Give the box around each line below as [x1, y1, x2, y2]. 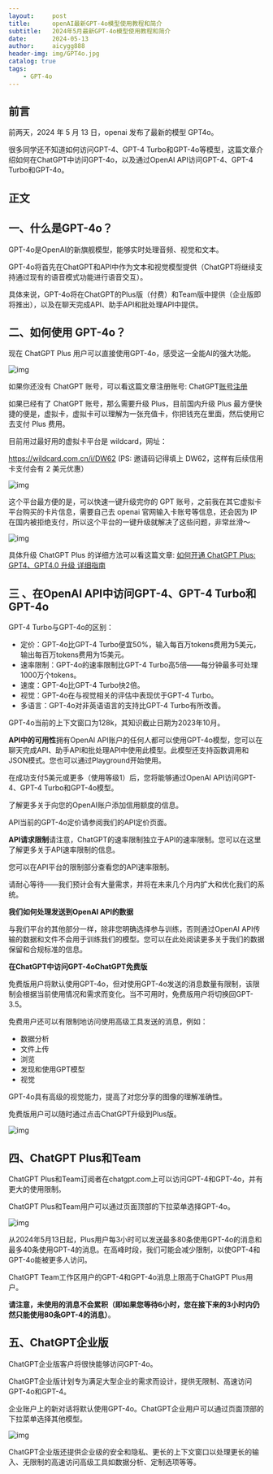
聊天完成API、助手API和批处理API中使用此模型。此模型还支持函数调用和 [8, 746, 249, 755]
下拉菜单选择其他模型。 [8, 1414, 87, 1424]
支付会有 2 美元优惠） [15, 464, 89, 474]
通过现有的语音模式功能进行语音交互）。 [15, 272, 148, 281]
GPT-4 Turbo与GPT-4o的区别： [8, 623, 114, 633]
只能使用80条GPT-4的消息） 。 [15, 1310, 115, 1320]
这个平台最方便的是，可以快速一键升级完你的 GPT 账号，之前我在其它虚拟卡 [8, 497, 262, 507]
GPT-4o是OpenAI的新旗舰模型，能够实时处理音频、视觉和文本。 [8, 245, 223, 254]
